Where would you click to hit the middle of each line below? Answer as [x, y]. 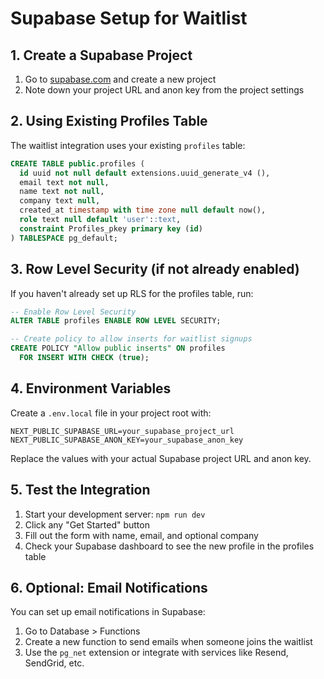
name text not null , [62, 192]
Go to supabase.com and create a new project [120, 79]
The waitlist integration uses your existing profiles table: [128, 145]
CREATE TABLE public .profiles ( [77, 163]
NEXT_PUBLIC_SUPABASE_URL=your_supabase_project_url [122, 431]
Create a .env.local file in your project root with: [111, 413]
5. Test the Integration [80, 490]
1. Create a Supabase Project [101, 55]
